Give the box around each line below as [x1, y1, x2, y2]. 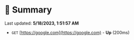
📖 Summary [4, 4, 52, 15]
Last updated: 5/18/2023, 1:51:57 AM [4, 20, 79, 26]
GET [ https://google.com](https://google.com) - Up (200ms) [11, 29, 130, 35]
